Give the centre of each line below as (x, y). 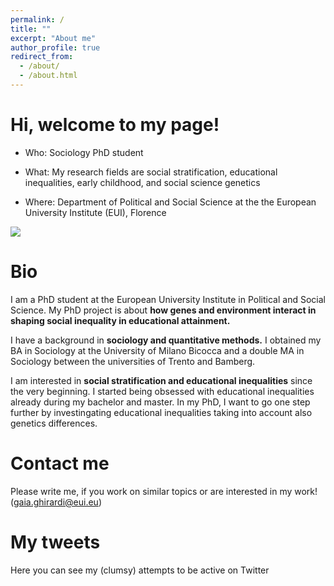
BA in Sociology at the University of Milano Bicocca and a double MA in (157, 350)
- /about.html (48, 76)
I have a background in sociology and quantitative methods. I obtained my (166, 340)
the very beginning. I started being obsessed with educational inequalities (162, 391)
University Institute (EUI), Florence (95, 212)
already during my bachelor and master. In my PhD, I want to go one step (160, 402)
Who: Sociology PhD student (84, 152)
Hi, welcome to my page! (115, 125)
